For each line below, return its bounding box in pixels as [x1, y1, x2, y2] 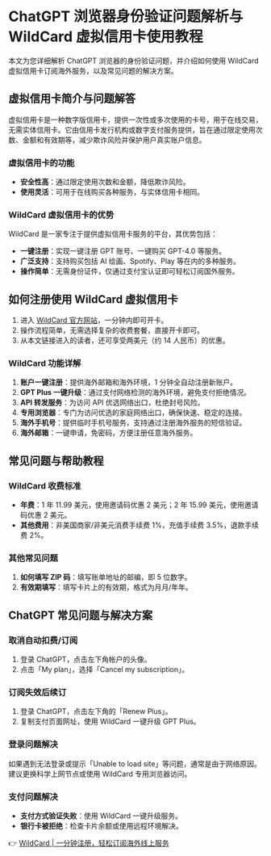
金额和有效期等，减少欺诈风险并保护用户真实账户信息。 [22, 135, 206, 145]
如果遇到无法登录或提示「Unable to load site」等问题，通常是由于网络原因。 [8, 758, 262, 768]
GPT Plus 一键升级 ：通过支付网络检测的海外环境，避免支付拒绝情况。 [19, 388, 252, 397]
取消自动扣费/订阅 [8, 635, 78, 646]
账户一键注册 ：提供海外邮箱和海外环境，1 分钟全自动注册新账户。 [19, 377, 238, 388]
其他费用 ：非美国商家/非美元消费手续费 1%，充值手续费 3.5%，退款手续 [19, 520, 260, 530]
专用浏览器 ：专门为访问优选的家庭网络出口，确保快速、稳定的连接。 [19, 408, 247, 418]
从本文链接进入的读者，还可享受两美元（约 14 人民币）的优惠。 [19, 336, 230, 346]
